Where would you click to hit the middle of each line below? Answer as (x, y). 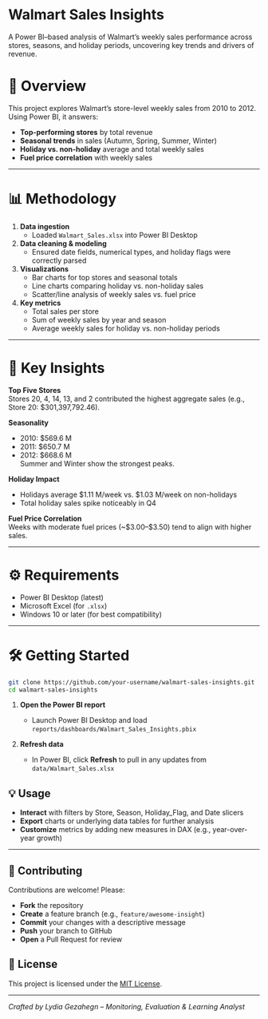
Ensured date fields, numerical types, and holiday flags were (131, 252)
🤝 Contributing (45, 871)
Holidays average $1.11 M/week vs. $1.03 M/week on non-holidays (128, 494)
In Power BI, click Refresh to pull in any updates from (119, 759)
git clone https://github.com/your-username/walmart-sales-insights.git (132, 682)
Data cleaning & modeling (63, 243)
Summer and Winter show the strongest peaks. (97, 463)
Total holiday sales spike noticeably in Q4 (88, 503)
